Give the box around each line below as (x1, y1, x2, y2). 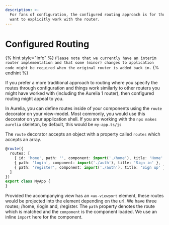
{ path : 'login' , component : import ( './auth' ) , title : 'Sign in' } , (14, 160, 161, 165)
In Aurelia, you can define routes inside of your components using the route (5, 105, 162, 111)
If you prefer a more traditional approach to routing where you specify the (5, 80, 158, 86)
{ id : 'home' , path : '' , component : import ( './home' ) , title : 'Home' (14, 156, 163, 161)
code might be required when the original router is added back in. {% (5, 65, 159, 71)
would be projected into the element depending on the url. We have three (5, 198, 157, 204)
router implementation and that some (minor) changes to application (5, 60, 154, 65)
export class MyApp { (5, 179, 51, 184)
